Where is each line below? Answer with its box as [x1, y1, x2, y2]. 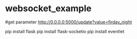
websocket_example [5, 3, 91, 14]
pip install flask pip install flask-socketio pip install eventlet [5, 28, 125, 34]
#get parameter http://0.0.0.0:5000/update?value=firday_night [5, 19, 132, 25]
